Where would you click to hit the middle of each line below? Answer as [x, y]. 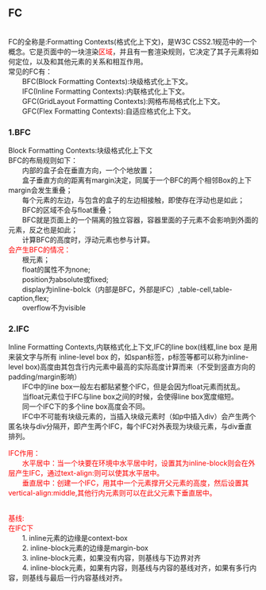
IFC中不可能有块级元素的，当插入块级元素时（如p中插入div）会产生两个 [139, 417]
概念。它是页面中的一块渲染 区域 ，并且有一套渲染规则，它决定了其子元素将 [130, 52]
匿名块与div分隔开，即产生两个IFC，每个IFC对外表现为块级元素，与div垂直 [130, 426]
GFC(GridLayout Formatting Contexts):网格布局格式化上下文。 [123, 101]
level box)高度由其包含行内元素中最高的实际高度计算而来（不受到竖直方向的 [132, 367]
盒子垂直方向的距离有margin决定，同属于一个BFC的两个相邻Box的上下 [137, 180]
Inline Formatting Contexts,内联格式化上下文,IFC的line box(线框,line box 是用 [133, 347]
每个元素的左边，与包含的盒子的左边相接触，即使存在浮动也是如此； [133, 200]
